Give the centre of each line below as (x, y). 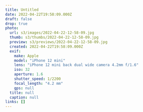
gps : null (24, 88)
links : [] (15, 102)
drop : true (16, 24)
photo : (12, 28)
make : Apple (26, 56)
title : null (22, 93)
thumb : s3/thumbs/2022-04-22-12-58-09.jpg (54, 38)
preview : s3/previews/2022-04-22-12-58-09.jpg (59, 42)
